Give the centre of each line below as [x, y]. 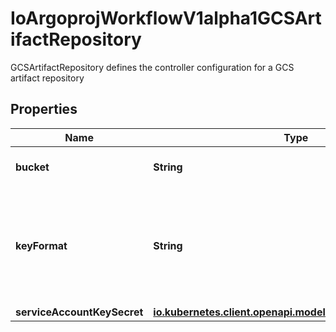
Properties [44, 109]
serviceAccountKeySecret [79, 312]
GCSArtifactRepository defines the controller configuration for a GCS [152, 67]
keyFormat [41, 245]
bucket [32, 167]
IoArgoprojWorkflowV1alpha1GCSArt [166, 18]
